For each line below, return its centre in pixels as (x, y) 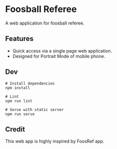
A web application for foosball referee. (45, 23)
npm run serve (20, 114)
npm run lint (19, 101)
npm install (18, 88)
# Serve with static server (35, 109)
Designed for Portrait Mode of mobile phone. (59, 56)
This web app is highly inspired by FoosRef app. (55, 141)
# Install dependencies (30, 83)
